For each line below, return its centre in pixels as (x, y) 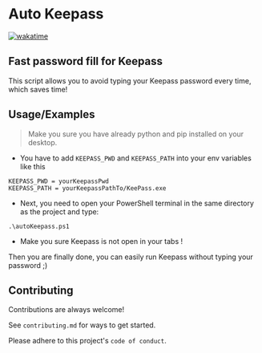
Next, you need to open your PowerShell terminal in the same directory (137, 203)
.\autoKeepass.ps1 (39, 226)
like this (32, 166)
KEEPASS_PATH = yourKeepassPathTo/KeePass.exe (87, 188)
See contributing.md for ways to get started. (82, 325)
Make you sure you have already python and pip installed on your (136, 134)
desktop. (42, 142)
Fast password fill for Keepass (85, 61)
